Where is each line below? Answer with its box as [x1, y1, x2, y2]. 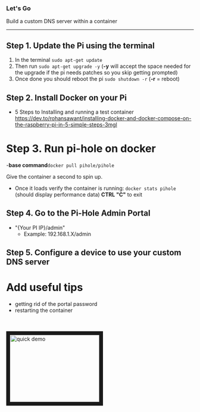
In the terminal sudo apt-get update [14, 57, 102, 64]
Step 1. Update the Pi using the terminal [6, 40, 155, 51]
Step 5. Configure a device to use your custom [6, 248, 182, 258]
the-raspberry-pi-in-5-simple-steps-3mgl [14, 121, 117, 128]
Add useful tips [6, 281, 83, 294]
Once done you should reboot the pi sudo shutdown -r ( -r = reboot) [14, 76, 180, 83]
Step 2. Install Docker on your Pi [6, 92, 127, 102]
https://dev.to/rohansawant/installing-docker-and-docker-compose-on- [14, 114, 192, 121]
